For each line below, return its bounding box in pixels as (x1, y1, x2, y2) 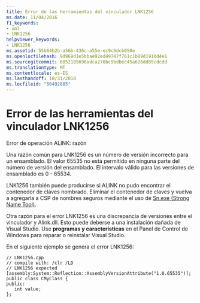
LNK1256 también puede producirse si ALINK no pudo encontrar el (6, 181, 171, 189)
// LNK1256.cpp (6, 254, 44, 260)
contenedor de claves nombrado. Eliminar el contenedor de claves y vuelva (6, 188, 192, 195)
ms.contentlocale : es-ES (6, 70, 68, 76)
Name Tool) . (6, 201, 37, 208)
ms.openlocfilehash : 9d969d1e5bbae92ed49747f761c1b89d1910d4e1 (6, 53, 168, 59)
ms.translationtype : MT (6, 64, 66, 71)
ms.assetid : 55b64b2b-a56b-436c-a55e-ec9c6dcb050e (6, 48, 135, 54)
